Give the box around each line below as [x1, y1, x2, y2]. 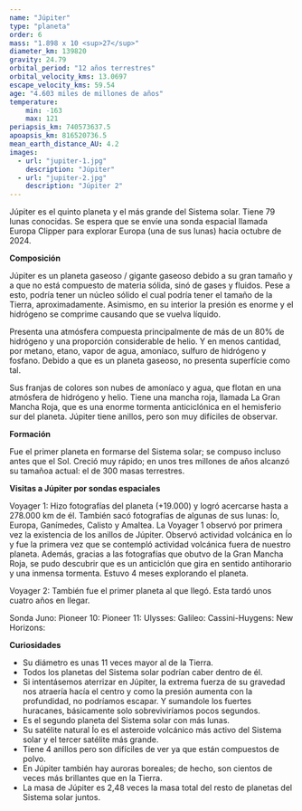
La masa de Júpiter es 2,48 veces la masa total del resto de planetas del [22, 782, 292, 793]
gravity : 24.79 [9, 55, 67, 64]
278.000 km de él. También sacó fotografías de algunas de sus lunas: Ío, [9, 510, 280, 521]
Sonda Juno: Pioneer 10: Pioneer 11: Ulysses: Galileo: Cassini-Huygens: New [9, 613, 294, 624]
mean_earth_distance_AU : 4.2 [9, 139, 119, 148]
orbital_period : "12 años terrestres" [9, 64, 156, 73]
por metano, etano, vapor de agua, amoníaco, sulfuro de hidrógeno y [9, 346, 267, 357]
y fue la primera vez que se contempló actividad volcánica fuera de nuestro [9, 539, 291, 550]
